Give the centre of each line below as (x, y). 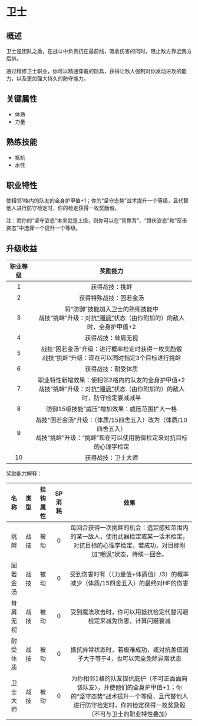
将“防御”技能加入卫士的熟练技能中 (112, 309)
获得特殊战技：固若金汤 (112, 298)
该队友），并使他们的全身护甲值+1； (126, 688)
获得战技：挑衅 (112, 287)
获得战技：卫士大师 (112, 458)
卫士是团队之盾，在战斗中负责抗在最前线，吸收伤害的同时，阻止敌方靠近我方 (99, 51)
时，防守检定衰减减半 (112, 398)
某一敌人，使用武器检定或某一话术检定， (132, 537)
